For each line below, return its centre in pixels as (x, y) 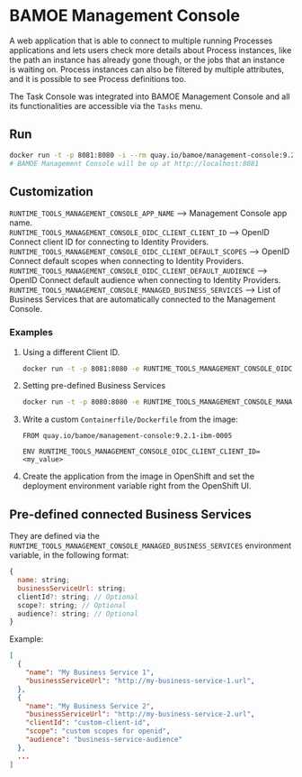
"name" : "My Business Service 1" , (90, 672)
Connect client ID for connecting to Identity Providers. (109, 242)
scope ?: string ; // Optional (72, 605)
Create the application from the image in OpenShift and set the (138, 476)
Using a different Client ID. (71, 352)
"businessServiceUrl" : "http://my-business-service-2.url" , (140, 714)
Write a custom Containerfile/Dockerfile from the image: (130, 419)
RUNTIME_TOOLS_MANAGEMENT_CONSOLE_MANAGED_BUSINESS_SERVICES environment (151, 545)
